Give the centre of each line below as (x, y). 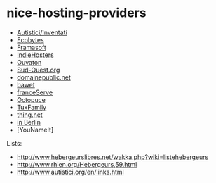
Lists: (14, 143)
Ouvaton (29, 62)
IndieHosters (35, 55)
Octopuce (31, 99)
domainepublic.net (43, 77)
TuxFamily (32, 107)
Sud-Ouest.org (38, 70)
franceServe (35, 92)
